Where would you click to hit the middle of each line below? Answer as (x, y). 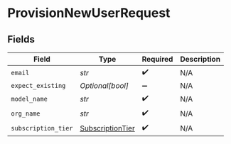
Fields (21, 39)
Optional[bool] (104, 85)
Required (157, 59)
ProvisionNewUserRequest (89, 13)
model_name (29, 99)
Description (200, 59)
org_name (26, 113)
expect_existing (38, 85)
